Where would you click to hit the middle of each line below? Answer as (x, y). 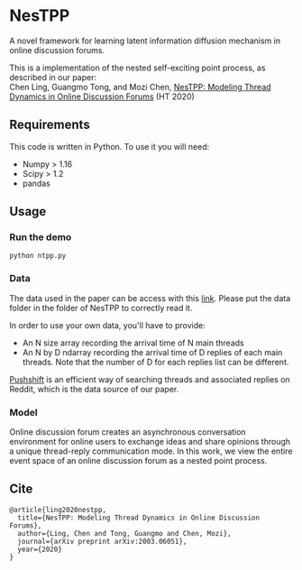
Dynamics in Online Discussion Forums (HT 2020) (102, 97)
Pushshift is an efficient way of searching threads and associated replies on (150, 379)
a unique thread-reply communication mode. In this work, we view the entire (151, 451)
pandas (37, 183)
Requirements (50, 125)
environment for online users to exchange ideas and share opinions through (150, 442)
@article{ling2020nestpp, (58, 510)
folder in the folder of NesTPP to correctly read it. (101, 308)
